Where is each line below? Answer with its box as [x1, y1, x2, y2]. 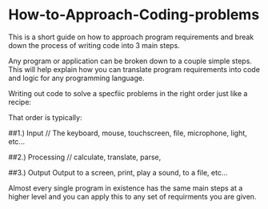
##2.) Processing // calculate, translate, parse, [8, 152, 162, 162]
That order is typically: [8, 112, 82, 122]
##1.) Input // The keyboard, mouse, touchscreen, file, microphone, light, [8, 128, 248, 138]
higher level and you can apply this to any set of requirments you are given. [8, 191, 257, 201]
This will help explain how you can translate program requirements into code [8, 64, 260, 74]
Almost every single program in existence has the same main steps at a [8, 183, 243, 193]
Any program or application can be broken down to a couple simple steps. [8, 56, 252, 66]
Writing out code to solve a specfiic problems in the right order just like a [8, 88, 248, 98]
